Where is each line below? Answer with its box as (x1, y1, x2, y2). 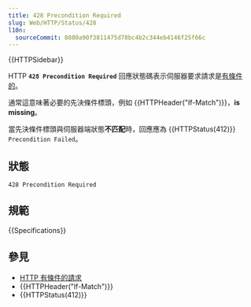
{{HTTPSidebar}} (8, 55, 65, 65)
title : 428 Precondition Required (8, 11, 122, 20)
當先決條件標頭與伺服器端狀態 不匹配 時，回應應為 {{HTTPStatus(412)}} (8, 124, 236, 134)
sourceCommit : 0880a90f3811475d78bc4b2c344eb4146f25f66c (15, 33, 206, 42)
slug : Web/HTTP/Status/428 (8, 19, 97, 27)
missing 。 (8, 108, 42, 117)
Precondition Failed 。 (8, 135, 83, 144)
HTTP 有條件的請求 (19, 272, 83, 282)
